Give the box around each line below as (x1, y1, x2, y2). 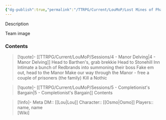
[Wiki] (17, 110, 30, 116)
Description (5, 21, 29, 27)
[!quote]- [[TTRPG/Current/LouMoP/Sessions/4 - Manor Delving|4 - (17, 54, 156, 60)
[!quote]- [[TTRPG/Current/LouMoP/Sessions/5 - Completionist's (17, 84, 150, 90)
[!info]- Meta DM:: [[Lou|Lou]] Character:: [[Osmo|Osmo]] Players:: (17, 99, 154, 105)
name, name (17, 104, 43, 110)
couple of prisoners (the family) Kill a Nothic (17, 75, 107, 80)
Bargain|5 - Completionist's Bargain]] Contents (17, 89, 113, 95)
